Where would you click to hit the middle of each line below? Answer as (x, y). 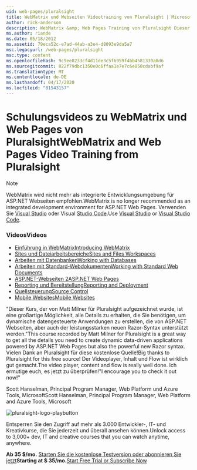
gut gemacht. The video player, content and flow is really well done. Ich (91, 365)
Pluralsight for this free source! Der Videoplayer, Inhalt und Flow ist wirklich (97, 359)
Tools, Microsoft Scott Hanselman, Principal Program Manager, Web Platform (98, 395)
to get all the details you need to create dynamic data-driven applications (94, 340)
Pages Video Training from (72, 155)
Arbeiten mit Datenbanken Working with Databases (75, 260)
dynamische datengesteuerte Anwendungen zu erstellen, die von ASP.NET (96, 321)
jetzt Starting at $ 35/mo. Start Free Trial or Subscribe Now (77, 461)
